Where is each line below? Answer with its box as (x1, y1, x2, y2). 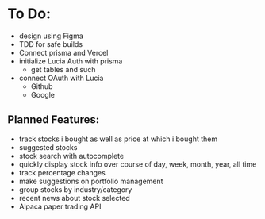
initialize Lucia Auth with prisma (18, 56, 123, 66)
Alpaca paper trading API (18, 202, 102, 211)
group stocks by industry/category (18, 184, 132, 194)
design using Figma (18, 31, 84, 40)
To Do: (7, 5, 52, 23)
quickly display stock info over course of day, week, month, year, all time (18, 159, 257, 169)
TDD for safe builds (18, 39, 83, 48)
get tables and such (30, 64, 96, 74)
